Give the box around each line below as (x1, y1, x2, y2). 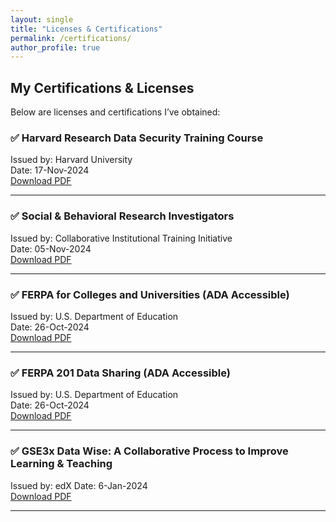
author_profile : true (10, 42, 101, 53)
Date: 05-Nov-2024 (10, 242, 92, 255)
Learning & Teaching (10, 457, 113, 471)
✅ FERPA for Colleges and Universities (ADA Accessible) (10, 287, 290, 301)
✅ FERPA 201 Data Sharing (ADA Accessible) (10, 366, 231, 380)
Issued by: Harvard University (10, 154, 133, 166)
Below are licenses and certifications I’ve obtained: (10, 106, 221, 118)
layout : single (10, 14, 74, 25)
